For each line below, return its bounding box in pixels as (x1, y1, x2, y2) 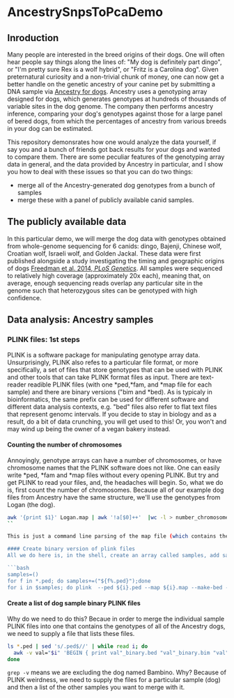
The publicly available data (7, 216, 127, 228)
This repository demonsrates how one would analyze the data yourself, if (7, 138, 217, 146)
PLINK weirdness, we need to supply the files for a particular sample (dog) (7, 676, 221, 684)
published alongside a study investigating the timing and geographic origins (7, 256, 225, 265)
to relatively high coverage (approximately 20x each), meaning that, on (7, 271, 210, 279)
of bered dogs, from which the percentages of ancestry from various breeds (7, 117, 227, 125)
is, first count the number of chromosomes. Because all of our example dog (7, 486, 224, 494)
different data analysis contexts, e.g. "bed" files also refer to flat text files (7, 402, 217, 411)
